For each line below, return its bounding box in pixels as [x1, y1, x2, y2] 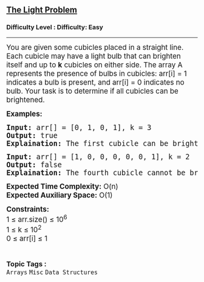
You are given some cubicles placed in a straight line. [6, 43, 184, 52]
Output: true [6, 131, 58, 140]
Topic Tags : [6, 260, 47, 269]
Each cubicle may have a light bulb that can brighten [6, 51, 181, 61]
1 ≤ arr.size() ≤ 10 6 [6, 213, 68, 224]
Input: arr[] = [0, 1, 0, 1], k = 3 [6, 123, 152, 132]
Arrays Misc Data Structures [6, 269, 98, 277]
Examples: [6, 109, 42, 119]
